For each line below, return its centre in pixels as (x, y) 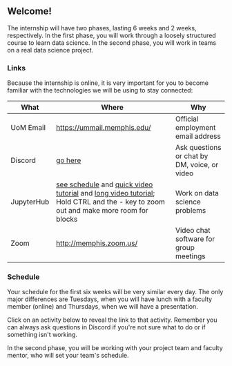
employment (195, 128)
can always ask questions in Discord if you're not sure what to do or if (106, 327)
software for (195, 239)
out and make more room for (102, 211)
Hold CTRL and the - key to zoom (111, 202)
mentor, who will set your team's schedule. (68, 356)
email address (198, 136)
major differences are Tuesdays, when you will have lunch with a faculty (110, 299)
